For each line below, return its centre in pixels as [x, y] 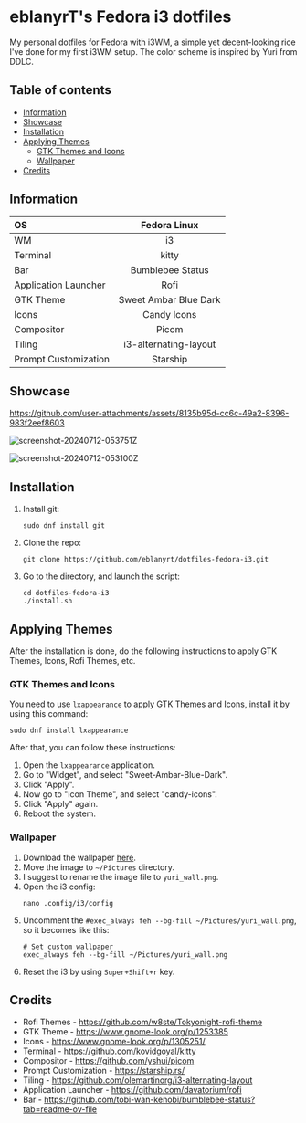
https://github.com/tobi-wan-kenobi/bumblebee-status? [150, 1100]
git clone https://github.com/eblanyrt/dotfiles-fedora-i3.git [146, 560]
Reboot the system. [59, 813]
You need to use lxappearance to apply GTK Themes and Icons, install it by [149, 704]
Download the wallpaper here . [79, 857]
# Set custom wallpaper [68, 947]
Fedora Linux [169, 225]
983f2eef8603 [37, 423]
